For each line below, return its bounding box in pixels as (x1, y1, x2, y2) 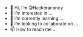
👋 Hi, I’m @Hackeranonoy (10, 5, 63, 10)
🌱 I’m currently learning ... (10, 15, 64, 21)
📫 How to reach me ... (10, 26, 57, 32)
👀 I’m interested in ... (10, 10, 53, 16)
